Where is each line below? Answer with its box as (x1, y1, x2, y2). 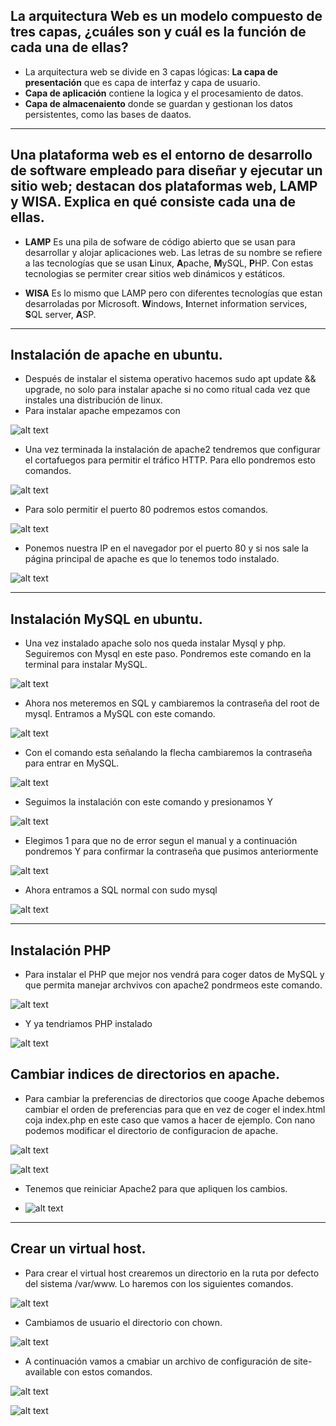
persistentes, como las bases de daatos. (24, 108, 192, 120)
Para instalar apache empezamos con (24, 405, 181, 417)
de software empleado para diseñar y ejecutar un (10, 162, 323, 179)
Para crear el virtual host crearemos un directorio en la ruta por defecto (24, 1267, 320, 1279)
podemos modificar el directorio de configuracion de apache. (24, 1124, 278, 1136)
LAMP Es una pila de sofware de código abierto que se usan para (24, 235, 296, 248)
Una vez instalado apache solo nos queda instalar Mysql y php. (24, 637, 287, 649)
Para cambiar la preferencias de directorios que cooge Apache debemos (24, 1092, 325, 1104)
